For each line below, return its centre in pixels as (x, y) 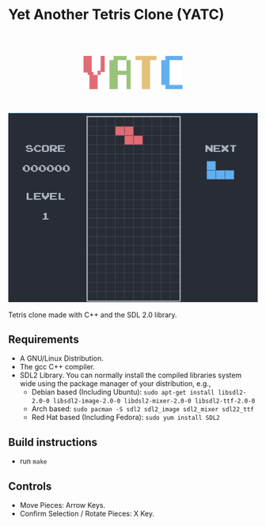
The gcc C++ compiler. (57, 367)
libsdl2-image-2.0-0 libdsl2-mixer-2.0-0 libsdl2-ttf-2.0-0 (154, 401)
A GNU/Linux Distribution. (62, 358)
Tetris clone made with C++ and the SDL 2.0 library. (93, 315)
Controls (30, 486)
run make (33, 461)
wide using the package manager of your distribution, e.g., (115, 384)
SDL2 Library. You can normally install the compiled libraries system (131, 375)
